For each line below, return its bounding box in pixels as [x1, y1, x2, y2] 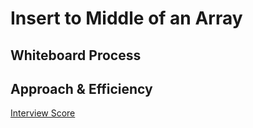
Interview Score [10, 107, 76, 119]
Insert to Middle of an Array [10, 7, 243, 30]
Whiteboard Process [10, 47, 142, 64]
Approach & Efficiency [10, 80, 153, 97]
